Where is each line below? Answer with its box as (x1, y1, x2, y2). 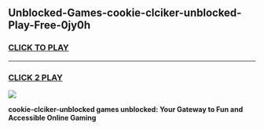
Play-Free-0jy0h (8, 19, 91, 32)
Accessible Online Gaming (8, 113, 97, 122)
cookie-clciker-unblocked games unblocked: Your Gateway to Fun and (8, 104, 244, 113)
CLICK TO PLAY (8, 43, 69, 54)
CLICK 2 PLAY (8, 72, 63, 83)
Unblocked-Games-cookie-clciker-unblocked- (8, 6, 242, 20)
